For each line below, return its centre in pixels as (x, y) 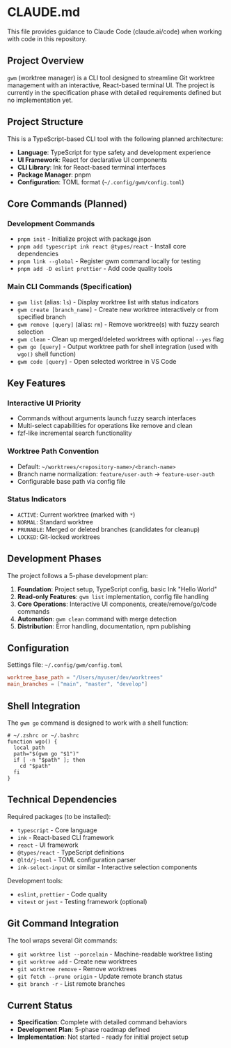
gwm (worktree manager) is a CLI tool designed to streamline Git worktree (111, 78)
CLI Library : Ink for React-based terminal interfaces (91, 167)
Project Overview (46, 61)
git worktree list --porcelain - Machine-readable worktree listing (115, 954)
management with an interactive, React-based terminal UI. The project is (111, 85)
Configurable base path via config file (71, 481)
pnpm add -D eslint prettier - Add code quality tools (95, 269)
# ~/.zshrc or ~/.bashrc (43, 736)
